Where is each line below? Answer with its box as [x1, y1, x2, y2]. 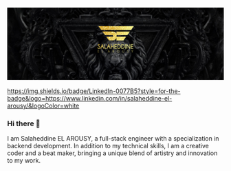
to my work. [7, 157, 41, 165]
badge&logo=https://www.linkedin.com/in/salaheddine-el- [7, 94, 173, 102]
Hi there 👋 [7, 119, 41, 128]
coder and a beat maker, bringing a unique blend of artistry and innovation [7, 149, 218, 157]
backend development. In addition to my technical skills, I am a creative [7, 142, 210, 150]
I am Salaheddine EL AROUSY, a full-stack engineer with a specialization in [7, 134, 219, 143]
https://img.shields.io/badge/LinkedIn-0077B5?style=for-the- [7, 87, 181, 95]
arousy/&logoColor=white [7, 101, 80, 110]
